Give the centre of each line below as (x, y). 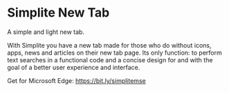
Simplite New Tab (58, 13)
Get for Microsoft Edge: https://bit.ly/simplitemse (77, 80)
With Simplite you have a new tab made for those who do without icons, (110, 45)
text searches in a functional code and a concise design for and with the (110, 59)
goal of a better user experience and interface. (74, 67)
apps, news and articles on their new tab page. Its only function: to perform (115, 53)
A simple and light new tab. (46, 32)
